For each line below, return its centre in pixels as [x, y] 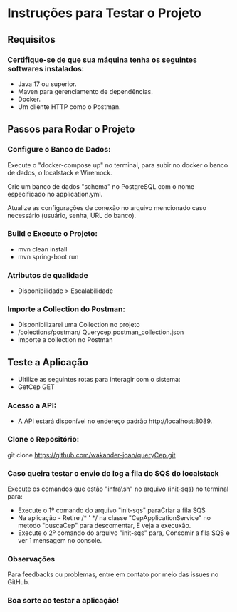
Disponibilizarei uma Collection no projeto [79, 325]
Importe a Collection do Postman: [67, 309]
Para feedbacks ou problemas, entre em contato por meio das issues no [113, 574]
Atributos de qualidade [48, 275]
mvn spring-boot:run [48, 256]
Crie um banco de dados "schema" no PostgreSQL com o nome [101, 186]
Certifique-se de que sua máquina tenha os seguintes [102, 60]
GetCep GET [36, 387]
